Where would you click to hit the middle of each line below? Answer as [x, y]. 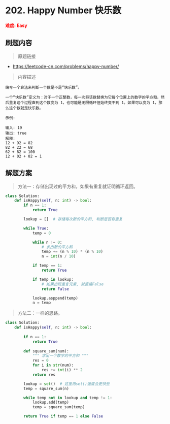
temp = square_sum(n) [46, 388]
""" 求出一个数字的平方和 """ [60, 356]
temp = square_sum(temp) [59, 407]
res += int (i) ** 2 [62, 370]
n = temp [42, 303]
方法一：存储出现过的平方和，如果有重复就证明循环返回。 [78, 186]
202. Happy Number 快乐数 [63, 10]
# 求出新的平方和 [57, 247]
